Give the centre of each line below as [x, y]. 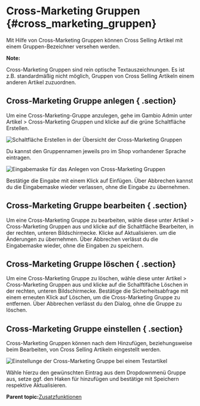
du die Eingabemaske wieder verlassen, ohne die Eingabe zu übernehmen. [98, 187]
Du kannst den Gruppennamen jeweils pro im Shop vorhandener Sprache [96, 151]
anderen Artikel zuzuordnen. [41, 82]
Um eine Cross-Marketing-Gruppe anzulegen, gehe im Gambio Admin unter [99, 115]
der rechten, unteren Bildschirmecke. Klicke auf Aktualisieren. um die [91, 233]
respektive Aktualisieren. [36, 385]
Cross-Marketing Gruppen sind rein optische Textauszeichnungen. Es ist [96, 69]
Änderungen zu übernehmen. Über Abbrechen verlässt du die [82, 239]
